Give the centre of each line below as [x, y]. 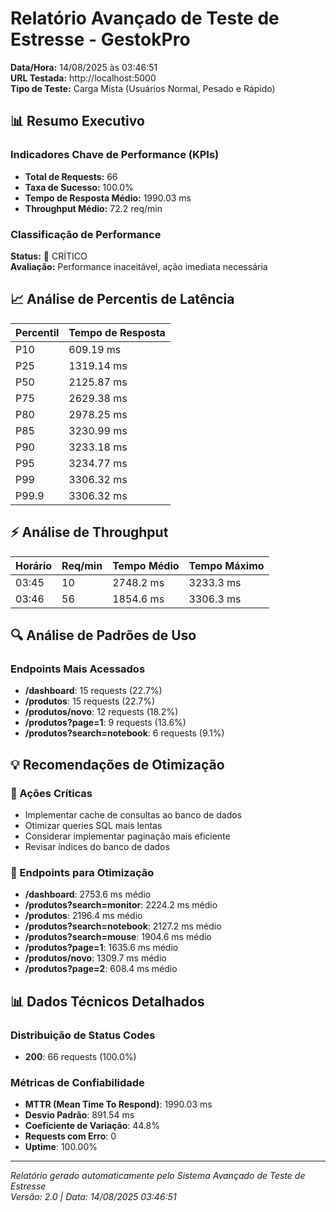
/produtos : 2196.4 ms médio [83, 916]
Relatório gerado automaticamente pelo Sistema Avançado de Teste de [158, 1176]
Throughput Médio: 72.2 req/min [93, 208]
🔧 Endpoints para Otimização [82, 872]
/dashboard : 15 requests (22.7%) [93, 691]
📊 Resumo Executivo [77, 121]
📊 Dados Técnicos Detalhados [107, 1001]
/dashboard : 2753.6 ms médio [88, 894]
